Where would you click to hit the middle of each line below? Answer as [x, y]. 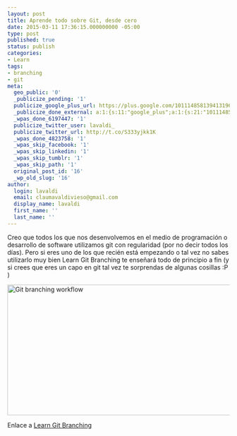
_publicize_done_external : [53, 112]
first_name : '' [36, 211]
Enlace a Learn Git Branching [50, 425]
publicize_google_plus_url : [55, 106]
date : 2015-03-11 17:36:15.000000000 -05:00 [74, 27]
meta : [15, 86]
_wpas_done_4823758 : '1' [50, 138]
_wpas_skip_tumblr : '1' [48, 158]
